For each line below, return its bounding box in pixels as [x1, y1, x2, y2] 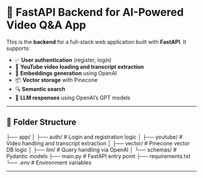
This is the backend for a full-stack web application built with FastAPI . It [6, 38, 187, 45]
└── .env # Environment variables [6, 159, 92, 166]
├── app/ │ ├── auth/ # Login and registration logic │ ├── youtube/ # [6, 133, 183, 141]
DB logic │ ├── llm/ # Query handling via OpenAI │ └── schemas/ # [6, 146, 177, 153]
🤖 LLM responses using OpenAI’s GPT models [14, 94, 131, 101]
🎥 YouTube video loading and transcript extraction [14, 63, 144, 70]
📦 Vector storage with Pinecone [14, 76, 98, 83]
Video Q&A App [6, 18, 86, 32]
